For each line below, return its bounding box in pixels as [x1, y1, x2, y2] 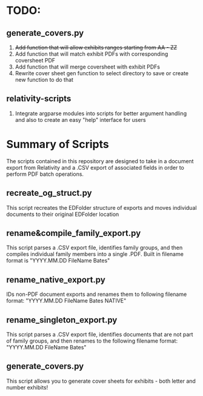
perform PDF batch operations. [6, 170, 84, 178]
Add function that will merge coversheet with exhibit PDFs [15, 63, 161, 70]
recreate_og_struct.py [6, 188, 92, 198]
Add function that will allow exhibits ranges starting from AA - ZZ [15, 44, 178, 51]
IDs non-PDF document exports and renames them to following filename [6, 290, 187, 298]
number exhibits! [6, 383, 48, 391]
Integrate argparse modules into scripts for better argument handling [15, 110, 187, 117]
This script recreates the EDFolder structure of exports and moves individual [6, 204, 197, 211]
